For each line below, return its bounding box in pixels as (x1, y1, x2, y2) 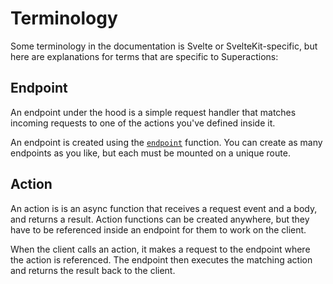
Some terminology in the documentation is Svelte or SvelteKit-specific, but (10, 40, 318, 52)
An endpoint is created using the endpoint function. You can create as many (10, 136, 323, 148)
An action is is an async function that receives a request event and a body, (10, 202, 318, 214)
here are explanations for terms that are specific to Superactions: (10, 50, 279, 62)
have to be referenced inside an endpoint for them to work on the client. (10, 223, 307, 236)
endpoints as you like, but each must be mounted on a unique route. (10, 147, 291, 159)
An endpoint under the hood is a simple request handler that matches (10, 106, 297, 118)
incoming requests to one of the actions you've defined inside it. (10, 117, 276, 129)
